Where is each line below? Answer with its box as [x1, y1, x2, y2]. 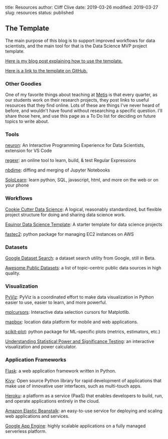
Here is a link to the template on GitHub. [5, 67, 88, 73]
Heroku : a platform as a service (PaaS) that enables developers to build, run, [5, 392, 163, 399]
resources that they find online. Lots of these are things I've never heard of [5, 103, 160, 109]
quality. [5, 270, 21, 276]
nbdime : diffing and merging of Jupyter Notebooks [5, 167, 110, 173]
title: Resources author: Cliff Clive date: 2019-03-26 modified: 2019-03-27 [5, 5, 158, 10]
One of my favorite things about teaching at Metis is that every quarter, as [5, 92, 158, 98]
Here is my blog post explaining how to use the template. [5, 58, 123, 64]
